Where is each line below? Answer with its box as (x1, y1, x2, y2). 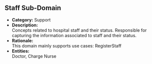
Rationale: (11, 38, 34, 43)
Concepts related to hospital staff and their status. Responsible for (11, 27, 147, 33)
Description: (11, 22, 38, 28)
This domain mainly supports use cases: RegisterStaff (11, 43, 122, 48)
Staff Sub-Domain (4, 4, 61, 12)
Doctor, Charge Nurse (11, 53, 57, 59)
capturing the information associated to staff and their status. (11, 32, 137, 38)
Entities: (11, 48, 30, 54)
